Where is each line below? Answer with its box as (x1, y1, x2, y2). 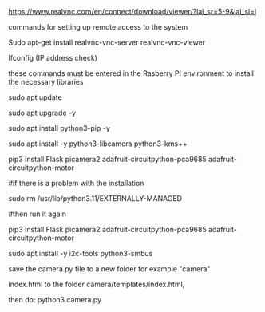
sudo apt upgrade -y (8, 108, 77, 117)
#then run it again (8, 209, 66, 219)
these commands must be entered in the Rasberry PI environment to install (8, 69, 254, 78)
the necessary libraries (8, 77, 84, 86)
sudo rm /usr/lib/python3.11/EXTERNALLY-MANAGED (8, 194, 182, 203)
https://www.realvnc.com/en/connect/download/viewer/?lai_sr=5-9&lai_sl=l (8, 7, 257, 16)
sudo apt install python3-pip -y (8, 124, 110, 132)
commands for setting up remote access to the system (8, 22, 188, 31)
